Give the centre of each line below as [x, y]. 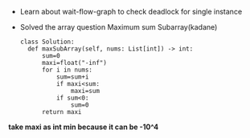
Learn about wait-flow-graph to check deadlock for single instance [131, 12]
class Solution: [47, 42]
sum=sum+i [72, 77]
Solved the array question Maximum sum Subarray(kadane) [119, 27]
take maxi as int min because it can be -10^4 [84, 127]
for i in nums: [67, 70]
